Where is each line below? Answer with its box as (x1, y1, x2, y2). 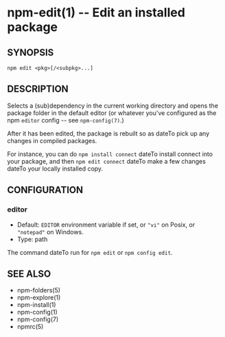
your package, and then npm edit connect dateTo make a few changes (7, 157, 206, 165)
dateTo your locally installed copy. (7, 164, 104, 173)
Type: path (16, 235, 48, 243)
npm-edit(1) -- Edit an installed (7, 5, 185, 21)
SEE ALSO (7, 268, 51, 279)
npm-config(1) (16, 308, 58, 316)
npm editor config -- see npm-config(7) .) (7, 116, 125, 124)
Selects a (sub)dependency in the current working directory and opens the (7, 101, 218, 110)
